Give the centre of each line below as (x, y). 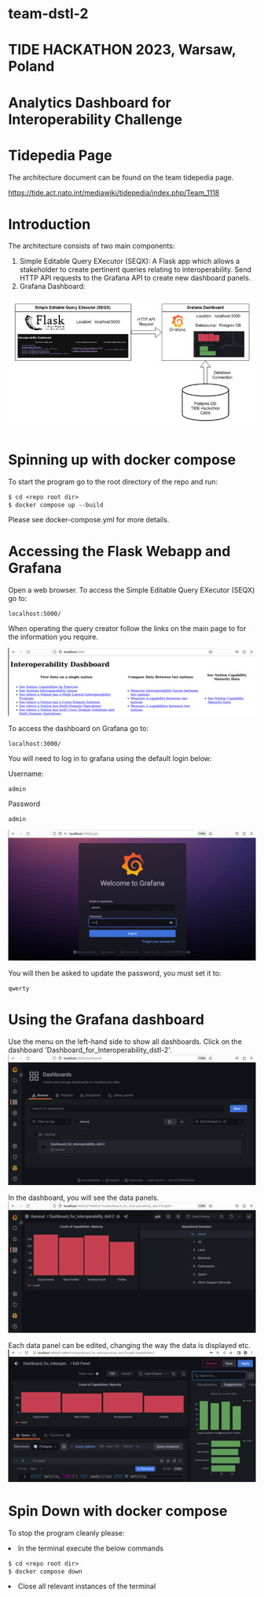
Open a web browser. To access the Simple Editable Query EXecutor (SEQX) (132, 590)
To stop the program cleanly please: (66, 1533)
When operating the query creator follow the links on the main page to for (127, 628)
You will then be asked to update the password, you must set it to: (115, 973)
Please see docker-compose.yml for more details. (89, 519)
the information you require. (53, 637)
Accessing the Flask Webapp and (119, 551)
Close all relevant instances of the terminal (87, 1586)
